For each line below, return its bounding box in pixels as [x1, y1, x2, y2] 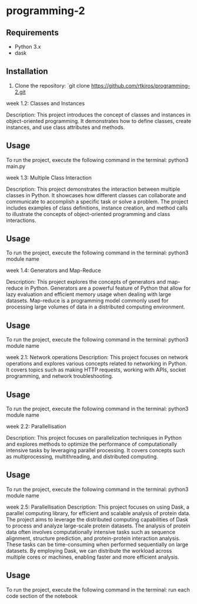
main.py [6, 162, 25, 170]
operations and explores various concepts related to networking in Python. [6, 360, 187, 367]
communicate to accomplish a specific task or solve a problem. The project [6, 198, 189, 205]
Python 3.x [14, 43, 41, 50]
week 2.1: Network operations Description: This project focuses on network [6, 354, 189, 361]
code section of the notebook [6, 592, 78, 599]
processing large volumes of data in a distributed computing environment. [6, 303, 185, 310]
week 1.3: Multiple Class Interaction [6, 174, 92, 181]
